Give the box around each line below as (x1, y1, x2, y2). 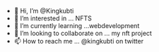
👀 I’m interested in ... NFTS (13, 14, 92, 22)
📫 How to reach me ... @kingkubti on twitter (13, 37, 143, 45)
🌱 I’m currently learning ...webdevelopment (13, 22, 140, 30)
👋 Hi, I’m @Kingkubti (13, 7, 74, 15)
